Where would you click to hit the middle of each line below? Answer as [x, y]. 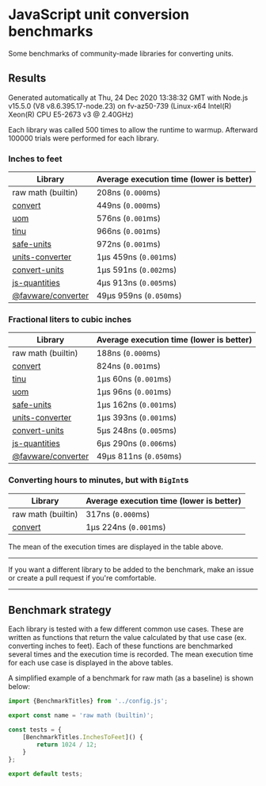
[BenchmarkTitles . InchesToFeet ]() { [83, 738]
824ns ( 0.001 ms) [128, 366]
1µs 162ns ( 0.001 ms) [137, 405]
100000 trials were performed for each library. [84, 138]
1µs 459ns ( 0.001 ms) [137, 257]
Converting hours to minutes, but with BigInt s [99, 480]
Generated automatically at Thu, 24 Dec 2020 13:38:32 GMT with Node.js [128, 98]
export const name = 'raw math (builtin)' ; [81, 715]
